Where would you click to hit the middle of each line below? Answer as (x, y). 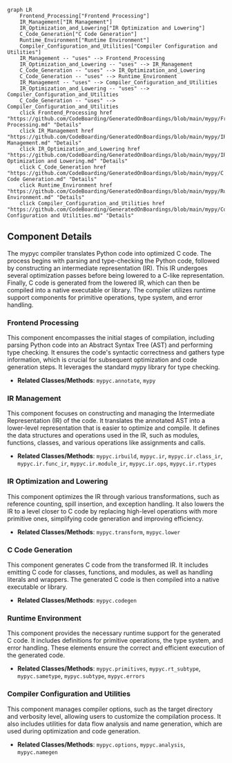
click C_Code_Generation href (63, 167)
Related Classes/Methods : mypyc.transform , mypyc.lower (99, 531)
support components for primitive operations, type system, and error (105, 297)
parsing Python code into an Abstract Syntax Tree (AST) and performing (110, 345)
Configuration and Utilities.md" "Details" (71, 216)
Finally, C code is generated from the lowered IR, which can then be (104, 283)
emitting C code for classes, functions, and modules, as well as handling (110, 572)
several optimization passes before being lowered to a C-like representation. (116, 275)
